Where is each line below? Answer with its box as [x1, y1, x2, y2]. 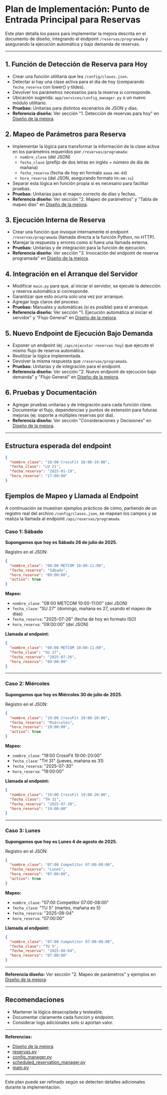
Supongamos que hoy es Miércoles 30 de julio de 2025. [5, 691, 123, 697]
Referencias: [5, 1033, 32, 1040]
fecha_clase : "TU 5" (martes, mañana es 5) [12, 905, 101, 911]
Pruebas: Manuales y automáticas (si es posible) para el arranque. [12, 304, 149, 310]
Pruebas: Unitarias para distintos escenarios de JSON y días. [12, 105, 138, 111]
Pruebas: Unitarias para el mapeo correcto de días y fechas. [12, 190, 137, 197]
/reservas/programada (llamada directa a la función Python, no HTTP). [12, 234, 156, 240]
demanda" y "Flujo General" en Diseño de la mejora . [12, 374, 120, 380]
